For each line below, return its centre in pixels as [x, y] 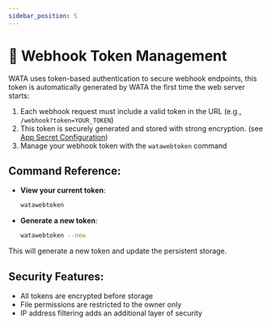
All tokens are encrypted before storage [87, 295]
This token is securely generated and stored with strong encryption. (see [142, 128]
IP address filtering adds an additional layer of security [111, 313]
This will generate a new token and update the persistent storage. [118, 251]
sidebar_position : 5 [43, 16]
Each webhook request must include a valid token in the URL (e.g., [131, 111]
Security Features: [56, 276]
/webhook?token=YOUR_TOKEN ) [67, 120]
